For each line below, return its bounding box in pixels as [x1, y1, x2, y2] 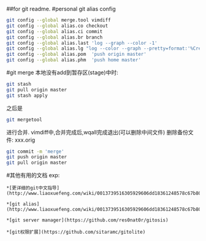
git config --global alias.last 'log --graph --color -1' [6, 40, 158, 46]
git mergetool [6, 117, 43, 123]
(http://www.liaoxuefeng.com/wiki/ [6, 190, 97, 197]
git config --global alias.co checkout [6, 23, 109, 29]
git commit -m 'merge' [6, 148, 64, 155]
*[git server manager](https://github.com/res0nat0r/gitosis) [6, 217, 169, 223]
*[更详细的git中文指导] [6, 185, 60, 191]
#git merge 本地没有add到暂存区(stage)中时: [6, 69, 118, 76]
